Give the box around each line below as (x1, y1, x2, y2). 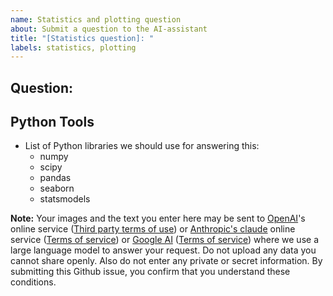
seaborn (39, 182, 75, 195)
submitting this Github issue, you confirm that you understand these (10, 266, 291, 278)
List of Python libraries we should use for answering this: (24, 140, 260, 152)
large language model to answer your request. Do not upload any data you (10, 244, 317, 256)
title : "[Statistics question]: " (10, 33, 155, 43)
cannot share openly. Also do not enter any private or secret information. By (10, 255, 323, 267)
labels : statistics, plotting (10, 42, 137, 53)
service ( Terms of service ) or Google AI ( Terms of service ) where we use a (10, 234, 319, 246)
